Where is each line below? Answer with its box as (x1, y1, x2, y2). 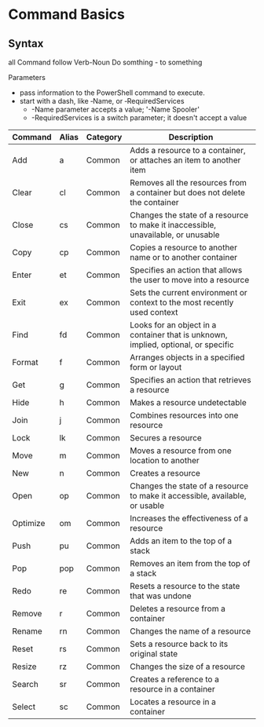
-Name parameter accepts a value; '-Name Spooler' (31, 104, 200, 114)
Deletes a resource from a (129, 603, 225, 614)
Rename (12, 626, 43, 637)
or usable (129, 500, 165, 511)
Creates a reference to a (129, 674, 220, 685)
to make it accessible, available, (129, 491, 247, 501)
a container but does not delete (129, 187, 246, 198)
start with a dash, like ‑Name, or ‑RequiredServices (19, 97, 185, 105)
